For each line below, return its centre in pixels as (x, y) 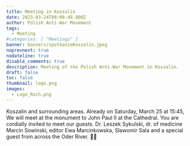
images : (16, 89)
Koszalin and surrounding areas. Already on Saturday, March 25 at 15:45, (95, 111)
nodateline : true (28, 56)
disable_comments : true (36, 61)
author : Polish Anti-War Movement (49, 23)
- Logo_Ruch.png (31, 94)
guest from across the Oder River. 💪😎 (52, 137)
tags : (13, 28)
